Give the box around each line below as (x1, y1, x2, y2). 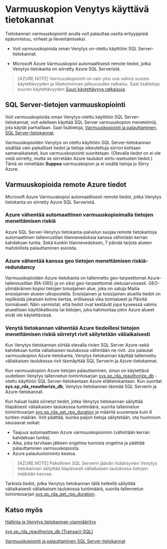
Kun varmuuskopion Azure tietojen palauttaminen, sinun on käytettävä (5, 368, 149, 374)
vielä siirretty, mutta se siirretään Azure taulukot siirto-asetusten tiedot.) (5, 155, 153, 161)
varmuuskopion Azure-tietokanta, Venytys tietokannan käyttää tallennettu (5, 353, 157, 359)
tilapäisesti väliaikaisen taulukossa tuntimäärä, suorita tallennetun (5, 404, 140, 410)
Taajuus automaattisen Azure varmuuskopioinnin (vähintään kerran (12, 429, 150, 435)
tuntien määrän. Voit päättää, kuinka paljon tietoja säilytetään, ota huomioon (5, 414, 161, 420)
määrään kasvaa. (17, 471, 53, 477)
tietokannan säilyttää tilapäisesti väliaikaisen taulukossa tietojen (17, 466, 149, 472)
